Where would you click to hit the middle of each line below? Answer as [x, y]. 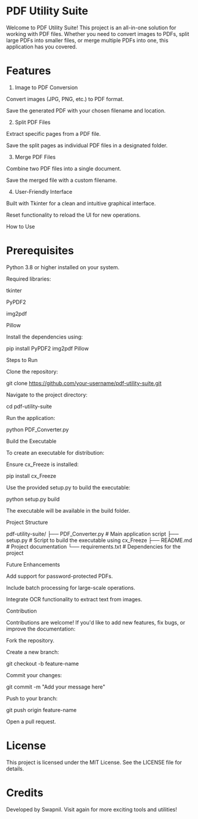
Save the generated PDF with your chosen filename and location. [86, 110]
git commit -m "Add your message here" [56, 687]
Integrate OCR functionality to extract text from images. [74, 599]
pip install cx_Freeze [31, 476]
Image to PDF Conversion [46, 87]
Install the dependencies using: [45, 337]
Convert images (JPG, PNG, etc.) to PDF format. [65, 99]
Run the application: [31, 418]
